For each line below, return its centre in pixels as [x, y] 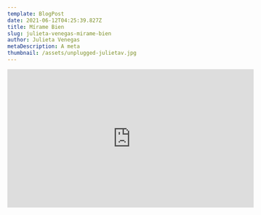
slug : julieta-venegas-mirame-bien [59, 33]
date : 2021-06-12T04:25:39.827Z [55, 20]
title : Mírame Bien [36, 27]
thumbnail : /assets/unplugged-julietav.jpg [72, 53]
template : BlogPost [36, 14]
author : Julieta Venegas [44, 40]
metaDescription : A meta [44, 46]
